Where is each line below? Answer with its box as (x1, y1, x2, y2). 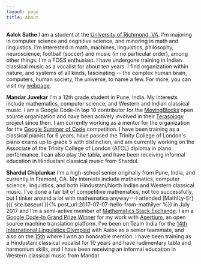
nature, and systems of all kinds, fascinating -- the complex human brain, (6, 69, 187, 76)
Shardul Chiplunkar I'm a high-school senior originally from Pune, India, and (6, 169, 196, 176)
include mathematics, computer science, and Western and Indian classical (6, 100, 190, 107)
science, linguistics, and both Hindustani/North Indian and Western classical (6, 181, 194, 189)
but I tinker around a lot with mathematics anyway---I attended (6, 194, 161, 202)
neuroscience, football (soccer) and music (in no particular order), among (6, 50, 188, 57)
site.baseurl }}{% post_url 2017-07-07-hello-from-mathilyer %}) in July (14, 200, 190, 208)
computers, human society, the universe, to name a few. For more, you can (6, 76, 191, 83)
